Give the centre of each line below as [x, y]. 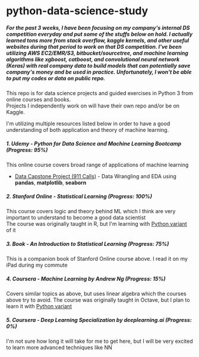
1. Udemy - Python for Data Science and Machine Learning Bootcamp [94, 143]
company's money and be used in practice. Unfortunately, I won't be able [99, 72]
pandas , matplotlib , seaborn [50, 183]
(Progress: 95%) [27, 150]
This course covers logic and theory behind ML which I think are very [91, 211]
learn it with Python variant [39, 307]
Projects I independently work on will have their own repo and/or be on [93, 106]
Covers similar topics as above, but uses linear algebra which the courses [96, 294]
